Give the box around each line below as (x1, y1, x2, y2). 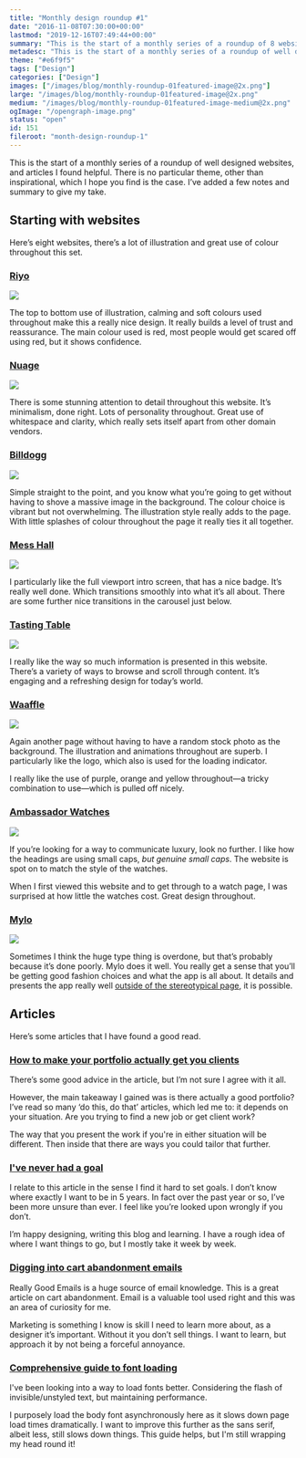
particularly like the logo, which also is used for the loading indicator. (9, 755, 268, 766)
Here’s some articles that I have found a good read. (9, 1030, 201, 1041)
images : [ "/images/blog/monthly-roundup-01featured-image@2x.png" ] (9, 81, 271, 90)
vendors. (9, 426, 43, 437)
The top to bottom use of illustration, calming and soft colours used (9, 307, 262, 318)
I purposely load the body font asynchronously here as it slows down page (9, 1410, 290, 1421)
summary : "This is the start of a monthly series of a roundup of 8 (9, 38, 275, 48)
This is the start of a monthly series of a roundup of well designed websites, (9, 157, 294, 168)
